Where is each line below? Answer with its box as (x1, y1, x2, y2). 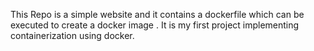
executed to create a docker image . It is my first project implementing (10, 19, 300, 31)
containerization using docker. (10, 30, 135, 41)
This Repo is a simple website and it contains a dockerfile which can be (10, 9, 305, 20)
